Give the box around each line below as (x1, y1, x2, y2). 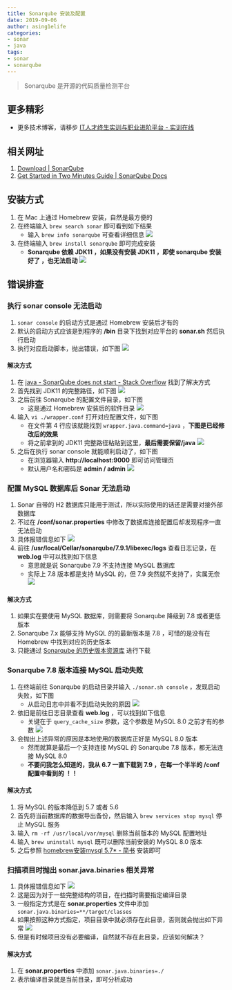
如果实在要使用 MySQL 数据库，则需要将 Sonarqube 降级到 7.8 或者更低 (17, 612, 221, 620)
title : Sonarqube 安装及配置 (7, 10, 86, 17)
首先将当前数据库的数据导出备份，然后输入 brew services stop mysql (17, 811, 215, 820)
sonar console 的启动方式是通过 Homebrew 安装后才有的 (17, 318, 179, 326)
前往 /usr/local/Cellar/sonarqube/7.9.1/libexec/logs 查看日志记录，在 (17, 544, 217, 552)
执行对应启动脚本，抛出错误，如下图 (17, 344, 121, 352)
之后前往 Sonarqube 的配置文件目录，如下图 (17, 395, 143, 404)
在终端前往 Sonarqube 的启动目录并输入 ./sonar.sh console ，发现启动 (17, 683, 220, 691)
